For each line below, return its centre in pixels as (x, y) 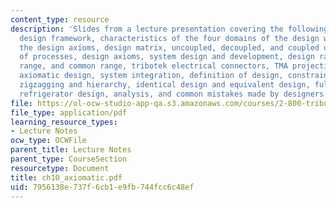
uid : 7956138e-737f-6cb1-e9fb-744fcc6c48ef (102, 187)
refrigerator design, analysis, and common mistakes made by (149, 94)
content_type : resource (60, 19)
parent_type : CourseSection (69, 159)
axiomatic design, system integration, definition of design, (151, 76)
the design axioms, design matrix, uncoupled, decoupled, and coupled (169, 47)
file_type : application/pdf (69, 112)
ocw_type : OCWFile (48, 141)
